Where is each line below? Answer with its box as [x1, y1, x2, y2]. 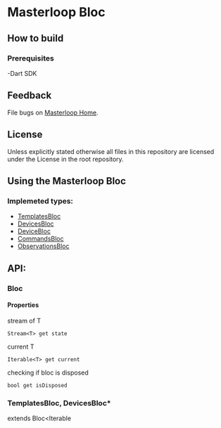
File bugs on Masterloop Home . [7, 108, 99, 117]
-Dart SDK [7, 69, 37, 77]
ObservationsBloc [17, 242, 70, 250]
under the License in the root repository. [7, 155, 125, 163]
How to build [7, 32, 64, 44]
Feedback [7, 89, 52, 102]
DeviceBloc [17, 227, 51, 235]
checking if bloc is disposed [7, 368, 89, 377]
